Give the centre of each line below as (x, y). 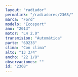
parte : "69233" (21, 43)
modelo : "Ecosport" (26, 24)
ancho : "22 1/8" (22, 57)
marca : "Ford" (20, 19)
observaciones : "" (25, 62)
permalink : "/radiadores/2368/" (39, 15)
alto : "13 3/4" (21, 52)
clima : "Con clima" (26, 48)
